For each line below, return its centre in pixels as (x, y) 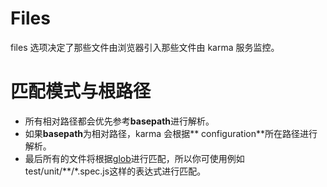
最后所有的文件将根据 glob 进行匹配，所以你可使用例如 (134, 158)
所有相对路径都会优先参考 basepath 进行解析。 (119, 121)
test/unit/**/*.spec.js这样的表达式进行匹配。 (115, 171)
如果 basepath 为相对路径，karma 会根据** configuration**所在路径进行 (171, 133)
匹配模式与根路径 (81, 91)
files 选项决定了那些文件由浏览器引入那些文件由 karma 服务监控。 (145, 47)
